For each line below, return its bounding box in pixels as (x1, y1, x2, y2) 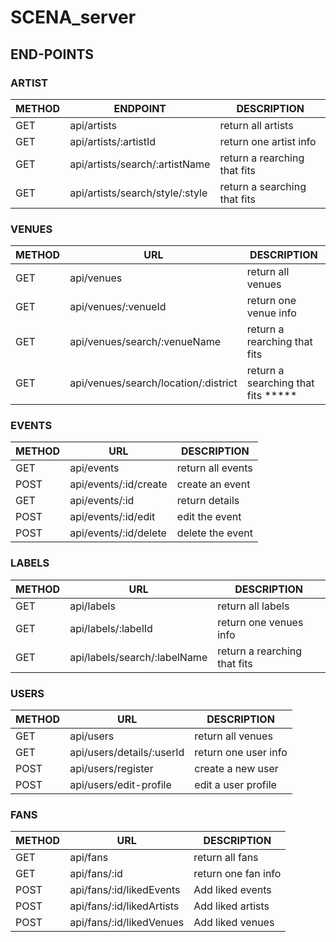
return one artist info (219, 134, 317, 148)
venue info (246, 306, 297, 320)
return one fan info (193, 867, 282, 881)
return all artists (219, 118, 294, 132)
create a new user (194, 762, 279, 776)
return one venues (217, 615, 304, 629)
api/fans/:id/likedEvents (69, 883, 181, 897)
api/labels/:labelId (69, 621, 153, 635)
